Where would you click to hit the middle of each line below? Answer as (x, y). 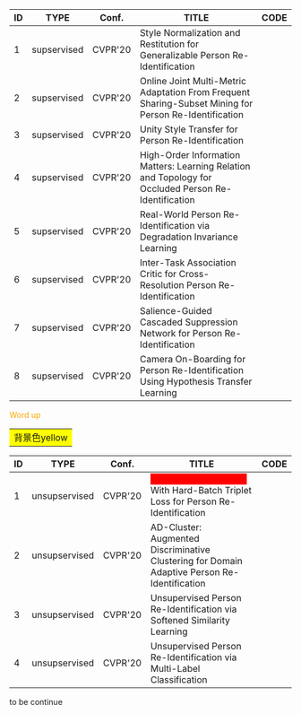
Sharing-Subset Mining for (197, 104)
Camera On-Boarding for (193, 359)
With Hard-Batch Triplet (201, 490)
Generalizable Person (185, 55)
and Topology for (176, 177)
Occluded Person (176, 189)
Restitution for (170, 44)
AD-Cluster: (176, 527)
